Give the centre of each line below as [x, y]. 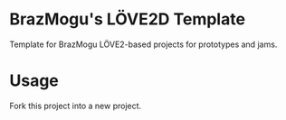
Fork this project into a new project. [76, 106]
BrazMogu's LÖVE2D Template [128, 19]
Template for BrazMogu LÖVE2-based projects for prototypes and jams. [143, 44]
